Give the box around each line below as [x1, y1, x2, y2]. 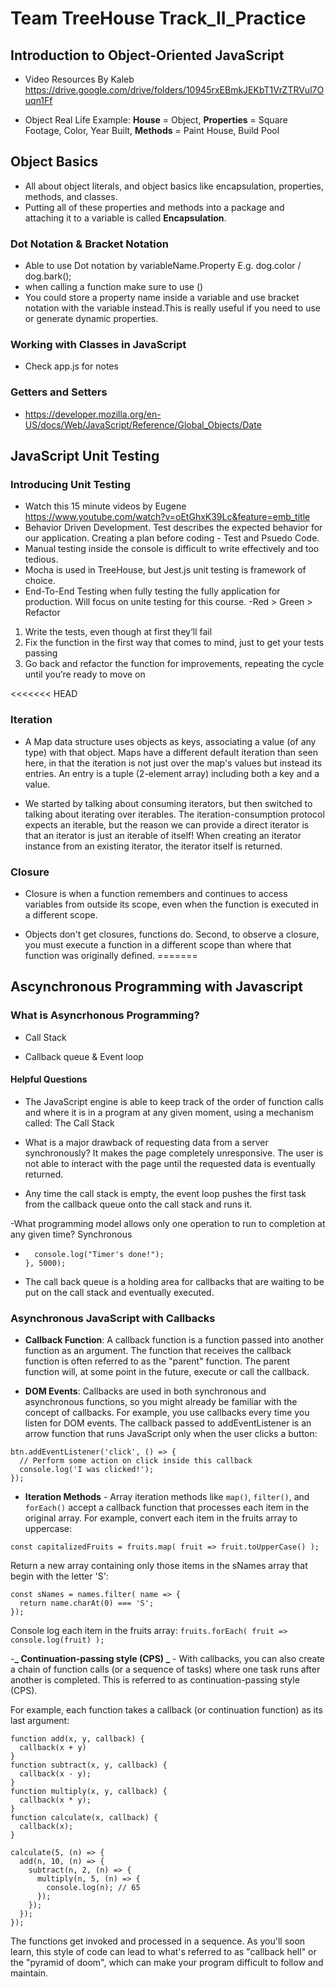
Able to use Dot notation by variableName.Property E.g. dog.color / [24, 260, 302, 272]
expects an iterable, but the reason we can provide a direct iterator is [24, 818, 310, 831]
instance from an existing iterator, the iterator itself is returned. [24, 840, 283, 852]
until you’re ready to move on [24, 668, 146, 681]
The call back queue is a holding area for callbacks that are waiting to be [24, 1275, 325, 1287]
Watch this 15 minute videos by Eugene [24, 500, 187, 512]
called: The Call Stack [24, 1117, 115, 1129]
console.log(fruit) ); [10, 1635, 105, 1646]
